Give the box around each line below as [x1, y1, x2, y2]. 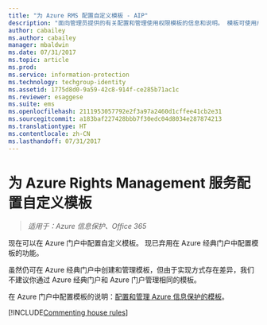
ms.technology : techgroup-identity [8, 78, 126, 86]
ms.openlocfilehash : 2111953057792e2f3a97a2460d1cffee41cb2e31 [8, 108, 222, 116]
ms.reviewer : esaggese [8, 93, 83, 101]
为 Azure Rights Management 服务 [8, 174, 237, 192]
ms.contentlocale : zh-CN [8, 130, 91, 137]
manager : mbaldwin [8, 41, 69, 49]
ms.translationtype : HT [8, 122, 87, 130]
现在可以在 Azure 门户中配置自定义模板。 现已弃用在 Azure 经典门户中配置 [8, 238, 252, 248]
